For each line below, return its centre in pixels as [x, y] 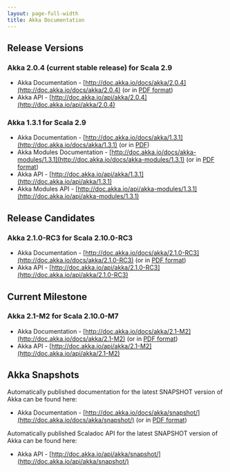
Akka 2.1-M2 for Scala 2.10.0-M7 [63, 317]
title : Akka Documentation [46, 20]
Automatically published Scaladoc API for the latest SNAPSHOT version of [113, 433]
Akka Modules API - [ [47, 189]
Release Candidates [51, 218]
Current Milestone [47, 297]
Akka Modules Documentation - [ [64, 152]
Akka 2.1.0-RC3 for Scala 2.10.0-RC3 [70, 238]
